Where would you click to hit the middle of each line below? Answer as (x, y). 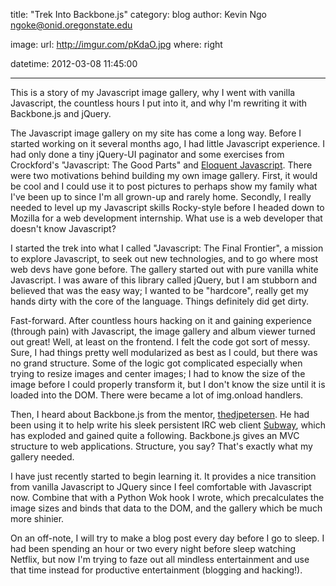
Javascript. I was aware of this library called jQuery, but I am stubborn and (164, 280)
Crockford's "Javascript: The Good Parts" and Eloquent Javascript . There (161, 165)
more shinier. (37, 518)
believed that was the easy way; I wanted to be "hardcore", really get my (159, 290)
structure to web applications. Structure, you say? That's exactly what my (161, 446)
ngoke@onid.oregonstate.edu (71, 25)
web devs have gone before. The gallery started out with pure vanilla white (164, 269)
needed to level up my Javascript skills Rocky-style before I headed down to (167, 207)
